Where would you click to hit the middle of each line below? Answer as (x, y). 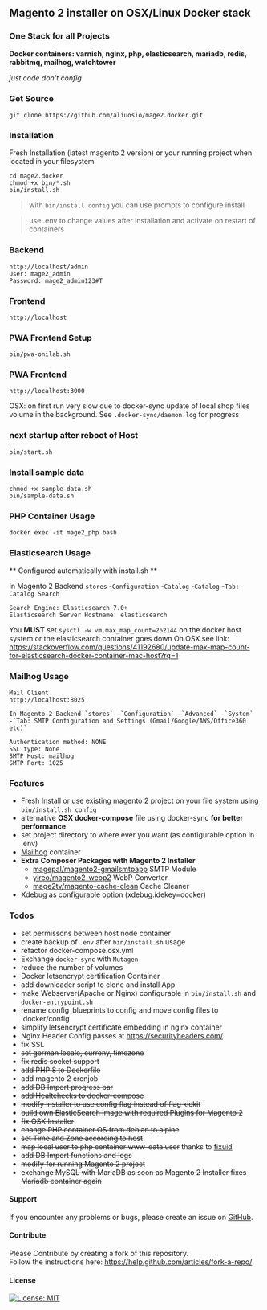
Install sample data (47, 472)
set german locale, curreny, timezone (82, 1053)
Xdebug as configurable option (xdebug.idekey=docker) (113, 894)
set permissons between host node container (95, 933)
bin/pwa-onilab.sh (40, 354)
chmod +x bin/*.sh (40, 183)
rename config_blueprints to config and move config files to (119, 1010)
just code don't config (46, 78)
